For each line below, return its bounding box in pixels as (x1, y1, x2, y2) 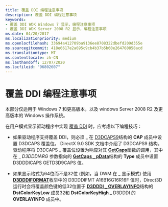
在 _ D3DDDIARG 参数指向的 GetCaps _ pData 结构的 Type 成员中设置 (12, 153, 158, 159)
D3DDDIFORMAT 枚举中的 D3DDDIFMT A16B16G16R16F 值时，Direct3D (12, 177, 162, 183)
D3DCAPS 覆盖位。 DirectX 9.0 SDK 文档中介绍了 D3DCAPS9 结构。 (18, 141, 162, 147)
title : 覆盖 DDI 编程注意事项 (5, 7, 64, 13)
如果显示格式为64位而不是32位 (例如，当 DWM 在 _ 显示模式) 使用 (12, 171, 152, 177)
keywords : (5, 17, 27, 22)
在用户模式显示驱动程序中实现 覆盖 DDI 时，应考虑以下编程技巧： (5, 123, 142, 129)
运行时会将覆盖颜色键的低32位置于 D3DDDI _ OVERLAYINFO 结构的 (12, 183, 154, 190)
